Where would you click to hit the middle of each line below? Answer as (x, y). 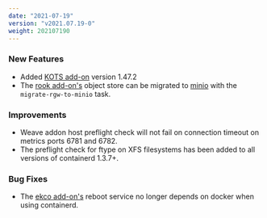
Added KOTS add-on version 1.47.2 (78, 77)
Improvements (38, 115)
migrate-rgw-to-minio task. (65, 94)
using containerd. (49, 205)
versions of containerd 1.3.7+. (69, 157)
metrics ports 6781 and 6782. (69, 140)
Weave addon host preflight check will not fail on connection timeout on (140, 132)
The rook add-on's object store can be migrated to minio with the (129, 85)
